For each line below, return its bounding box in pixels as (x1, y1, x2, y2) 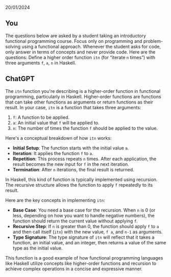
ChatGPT (5, 74, 35, 83)
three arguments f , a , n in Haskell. (5, 60, 77, 66)
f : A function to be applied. (12, 114, 70, 120)
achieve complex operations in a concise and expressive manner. (5, 265, 143, 272)
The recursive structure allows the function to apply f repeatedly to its (5, 182, 153, 188)
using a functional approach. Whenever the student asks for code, (21, 43, 161, 49)
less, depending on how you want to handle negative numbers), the (12, 212, 155, 218)
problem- (143, 38, 163, 44)
